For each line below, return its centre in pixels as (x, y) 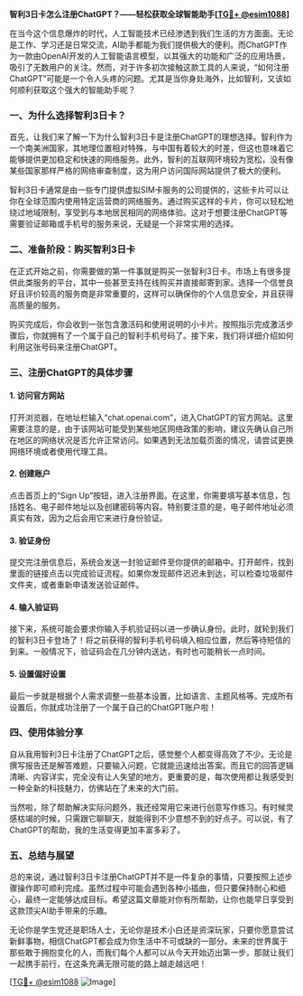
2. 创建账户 (30, 474)
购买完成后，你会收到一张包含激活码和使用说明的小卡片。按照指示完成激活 (147, 324)
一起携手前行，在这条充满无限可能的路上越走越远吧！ (108, 964)
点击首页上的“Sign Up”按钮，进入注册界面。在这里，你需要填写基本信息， (146, 495)
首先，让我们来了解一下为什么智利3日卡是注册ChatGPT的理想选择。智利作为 (151, 137)
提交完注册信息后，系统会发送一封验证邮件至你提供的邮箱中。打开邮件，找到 (151, 562)
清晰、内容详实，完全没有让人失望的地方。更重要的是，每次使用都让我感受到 (151, 776)
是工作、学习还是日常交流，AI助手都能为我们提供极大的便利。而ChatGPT (144, 45)
